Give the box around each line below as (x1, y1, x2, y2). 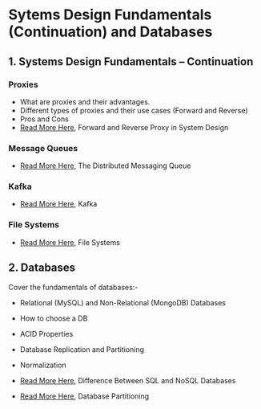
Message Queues (8, 142, 78, 153)
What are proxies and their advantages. (19, 96, 151, 106)
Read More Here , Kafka (19, 199, 98, 209)
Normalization (19, 360, 66, 370)
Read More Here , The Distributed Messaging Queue (19, 161, 191, 170)
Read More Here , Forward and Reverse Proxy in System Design (19, 122, 229, 132)
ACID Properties (19, 329, 74, 338)
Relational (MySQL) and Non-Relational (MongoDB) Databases (19, 297, 227, 307)
